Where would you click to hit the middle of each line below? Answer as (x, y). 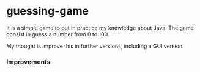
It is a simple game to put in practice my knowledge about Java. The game (100, 28)
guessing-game (48, 11)
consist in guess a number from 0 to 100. (58, 34)
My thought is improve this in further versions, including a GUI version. (95, 46)
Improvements (28, 62)
